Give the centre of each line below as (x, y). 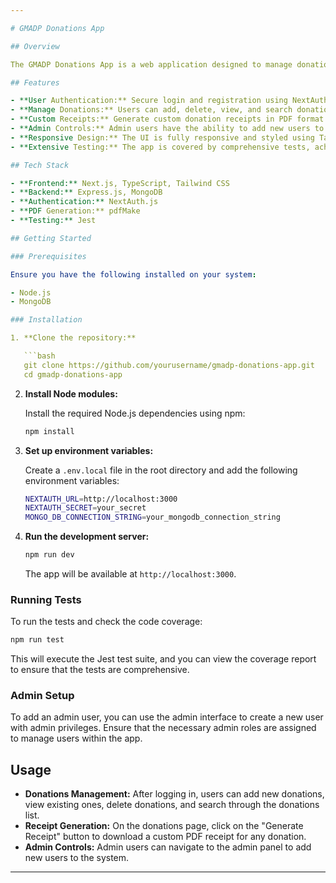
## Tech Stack (40, 165)
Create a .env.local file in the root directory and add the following (161, 470)
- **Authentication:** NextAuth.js (84, 202)
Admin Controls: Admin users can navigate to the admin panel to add (168, 847)
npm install (49, 431)
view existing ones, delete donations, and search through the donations (172, 805)
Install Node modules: (71, 393)
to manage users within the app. (76, 738)
